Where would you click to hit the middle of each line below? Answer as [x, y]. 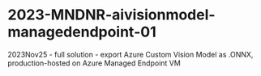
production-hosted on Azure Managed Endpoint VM [94, 63]
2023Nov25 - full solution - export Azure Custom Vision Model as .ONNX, [130, 54]
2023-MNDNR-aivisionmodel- [111, 15]
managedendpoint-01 [82, 32]
